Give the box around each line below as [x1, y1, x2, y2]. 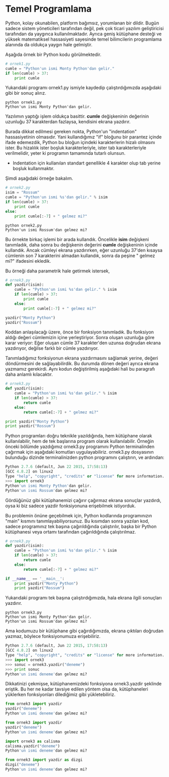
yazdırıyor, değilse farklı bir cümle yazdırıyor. [5, 345, 99, 351]
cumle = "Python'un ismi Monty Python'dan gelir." [5, 66, 115, 71]
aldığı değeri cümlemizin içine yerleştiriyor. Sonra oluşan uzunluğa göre [5, 335, 155, 341]
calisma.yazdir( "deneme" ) [5, 743, 60, 748]
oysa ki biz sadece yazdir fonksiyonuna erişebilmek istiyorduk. [5, 503, 136, 509]
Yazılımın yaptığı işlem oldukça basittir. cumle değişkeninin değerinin [5, 113, 149, 120]
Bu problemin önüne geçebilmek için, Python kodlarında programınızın [5, 512, 152, 518]
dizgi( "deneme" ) [5, 762, 40, 767]
